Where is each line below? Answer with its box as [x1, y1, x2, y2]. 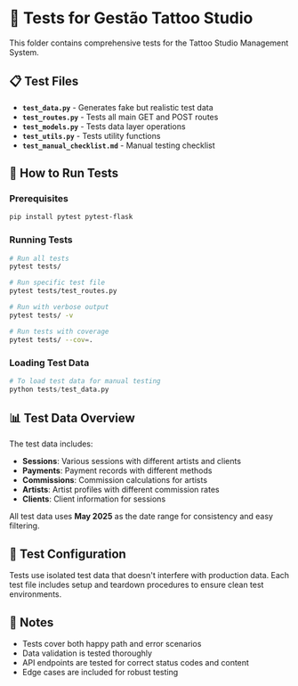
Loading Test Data [9, 356, 90, 369]
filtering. [9, 520, 40, 531]
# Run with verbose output [9, 303, 109, 312]
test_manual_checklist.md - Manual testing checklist [21, 140, 215, 151]
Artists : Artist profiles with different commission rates [21, 485, 220, 495]
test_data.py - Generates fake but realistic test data [21, 102, 213, 112]
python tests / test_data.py [9, 385, 109, 394]
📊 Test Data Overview [9, 411, 135, 426]
